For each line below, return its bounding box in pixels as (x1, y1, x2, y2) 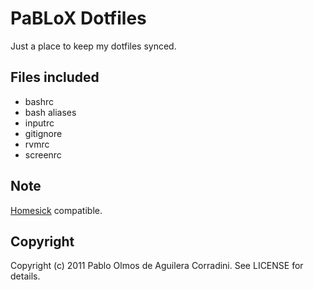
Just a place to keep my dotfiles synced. (10, 40, 177, 52)
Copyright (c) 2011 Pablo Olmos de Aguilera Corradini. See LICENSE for (10, 260, 304, 272)
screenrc (24, 148, 62, 161)
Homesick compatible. (10, 204, 103, 216)
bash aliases (24, 106, 77, 118)
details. (10, 270, 41, 282)
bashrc (24, 95, 55, 107)
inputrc (24, 117, 55, 129)
